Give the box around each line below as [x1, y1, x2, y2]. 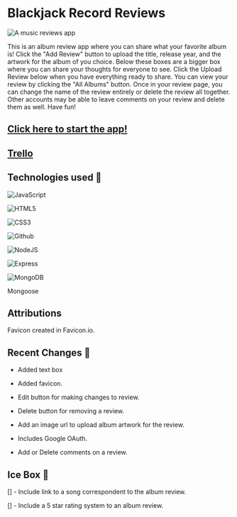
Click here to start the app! [7, 123, 128, 136]
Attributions [7, 307, 62, 319]
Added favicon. [17, 379, 62, 388]
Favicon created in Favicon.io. [7, 326, 95, 334]
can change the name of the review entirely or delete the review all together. [7, 87, 231, 96]
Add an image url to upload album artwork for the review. [17, 420, 184, 429]
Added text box [17, 366, 63, 374]
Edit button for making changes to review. [17, 393, 140, 402]
